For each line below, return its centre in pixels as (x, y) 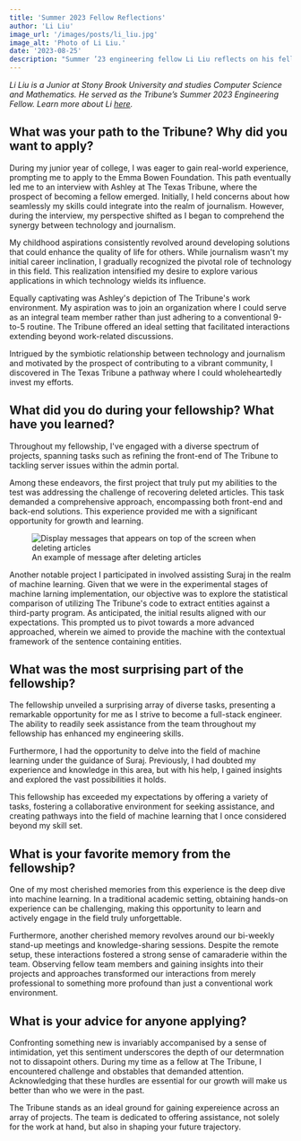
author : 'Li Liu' (42, 26)
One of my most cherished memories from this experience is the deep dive (147, 890)
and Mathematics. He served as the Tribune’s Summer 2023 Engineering (144, 94)
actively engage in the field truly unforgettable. (95, 918)
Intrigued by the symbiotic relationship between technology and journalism (147, 353)
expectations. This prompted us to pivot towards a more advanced (132, 622)
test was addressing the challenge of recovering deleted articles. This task (147, 492)
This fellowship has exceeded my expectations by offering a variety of (139, 797)
